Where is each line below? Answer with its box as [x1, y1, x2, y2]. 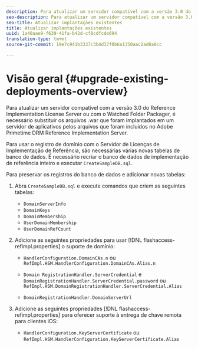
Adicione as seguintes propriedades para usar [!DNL [14, 237, 143, 244]
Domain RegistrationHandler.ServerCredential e [23, 271, 142, 278]
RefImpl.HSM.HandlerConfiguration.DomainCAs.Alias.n [23, 260, 156, 266]
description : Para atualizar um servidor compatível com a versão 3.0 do [6, 8, 192, 15]
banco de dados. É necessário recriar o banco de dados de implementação [6, 153, 189, 160]
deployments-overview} [6, 85, 128, 98]
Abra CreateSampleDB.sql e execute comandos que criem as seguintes [14, 182, 186, 189]
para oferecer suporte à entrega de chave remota [61, 311, 181, 319]
